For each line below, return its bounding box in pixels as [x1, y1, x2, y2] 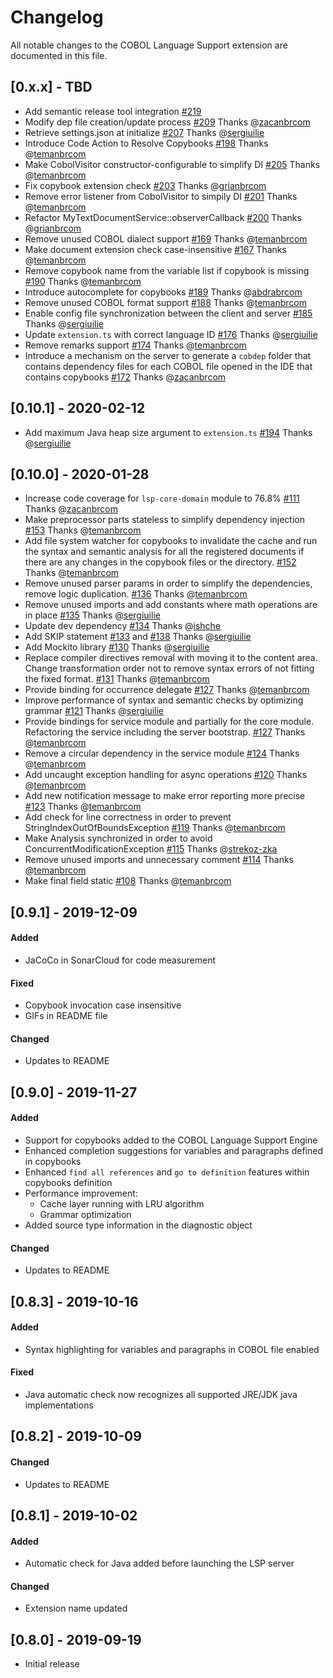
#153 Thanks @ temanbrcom [24, 524, 142, 536]
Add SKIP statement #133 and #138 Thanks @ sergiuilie [24, 631, 252, 643]
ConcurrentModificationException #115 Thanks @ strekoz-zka [24, 843, 278, 855]
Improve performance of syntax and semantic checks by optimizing [24, 694, 304, 706]
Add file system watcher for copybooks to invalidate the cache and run [24, 535, 318, 547]
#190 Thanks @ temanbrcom [24, 275, 142, 287]
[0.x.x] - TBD [10, 79, 93, 96]
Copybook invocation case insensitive [24, 999, 182, 1011]
